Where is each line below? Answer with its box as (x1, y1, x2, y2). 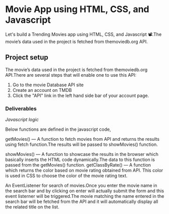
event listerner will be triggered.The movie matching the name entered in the (5, 193, 164, 199)
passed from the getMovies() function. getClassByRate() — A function (5, 162, 151, 168)
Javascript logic (5, 117, 39, 123)
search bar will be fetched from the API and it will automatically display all (5, 198, 158, 205)
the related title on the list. (5, 204, 60, 210)
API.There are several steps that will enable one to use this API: (5, 72, 137, 78)
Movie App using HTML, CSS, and (5, 4, 150, 15)
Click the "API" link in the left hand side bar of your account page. (12, 92, 149, 98)
